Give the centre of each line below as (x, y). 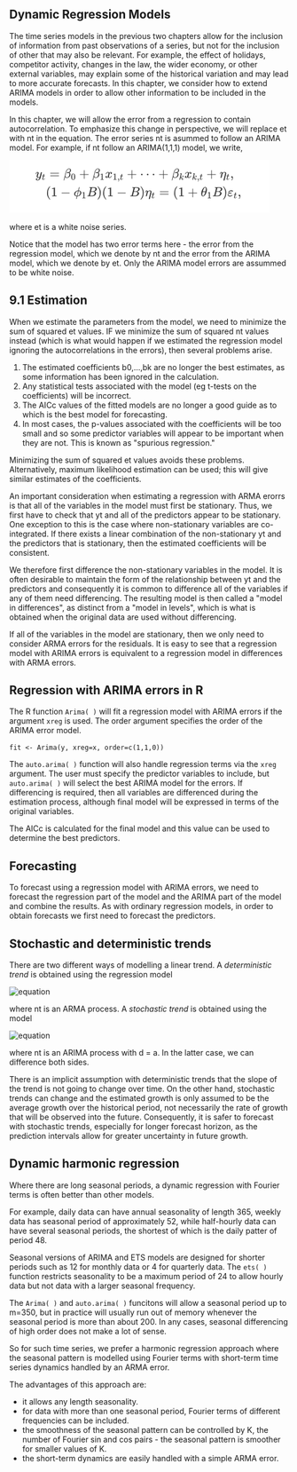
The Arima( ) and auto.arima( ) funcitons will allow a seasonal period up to (148, 1302)
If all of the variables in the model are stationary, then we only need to (137, 634)
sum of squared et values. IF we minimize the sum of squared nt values (139, 331)
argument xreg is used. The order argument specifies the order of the (136, 721)
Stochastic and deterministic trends (110, 943)
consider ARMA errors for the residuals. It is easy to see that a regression (143, 644)
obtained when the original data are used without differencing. (123, 617)
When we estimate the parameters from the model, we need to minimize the (148, 321)
